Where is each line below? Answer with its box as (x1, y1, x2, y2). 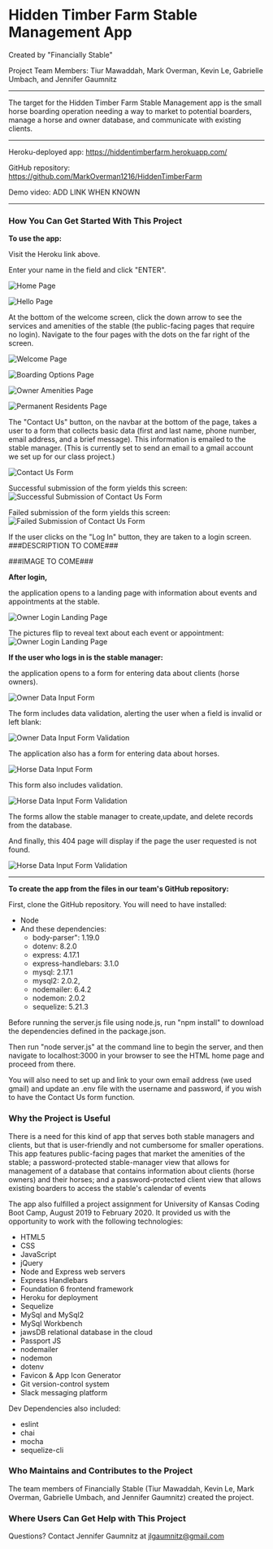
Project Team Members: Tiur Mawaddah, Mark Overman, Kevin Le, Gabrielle (8, 65, 264, 75)
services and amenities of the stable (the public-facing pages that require (8, 321, 255, 331)
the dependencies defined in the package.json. (8, 1027, 167, 1036)
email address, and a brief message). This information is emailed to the (8, 434, 246, 444)
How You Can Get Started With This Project (8, 215, 183, 226)
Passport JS (19, 1336, 62, 1346)
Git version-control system (19, 1379, 110, 1389)
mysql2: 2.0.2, (32, 976, 80, 986)
